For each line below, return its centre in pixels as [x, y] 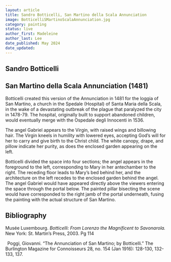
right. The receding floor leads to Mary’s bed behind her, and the [73, 172]
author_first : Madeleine [32, 34]
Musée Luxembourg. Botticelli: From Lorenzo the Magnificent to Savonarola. [85, 228]
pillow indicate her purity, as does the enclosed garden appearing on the [81, 146]
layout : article [22, 10]
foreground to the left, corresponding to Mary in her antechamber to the [81, 167]
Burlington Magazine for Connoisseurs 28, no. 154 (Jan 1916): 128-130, [79, 249]
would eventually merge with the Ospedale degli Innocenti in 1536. [75, 120]
